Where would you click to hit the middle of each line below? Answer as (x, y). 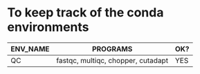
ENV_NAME (30, 49)
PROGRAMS (112, 49)
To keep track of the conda (85, 13)
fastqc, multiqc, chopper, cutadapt (112, 60)
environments (48, 27)
